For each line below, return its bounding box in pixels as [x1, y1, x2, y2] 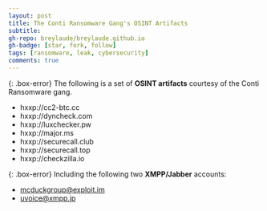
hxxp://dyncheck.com [19, 111, 93, 120]
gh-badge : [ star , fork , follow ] [8, 42, 116, 50]
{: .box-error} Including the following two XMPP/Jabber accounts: [8, 169, 227, 179]
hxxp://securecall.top [19, 145, 91, 155]
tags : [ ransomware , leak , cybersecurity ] [8, 49, 149, 57]
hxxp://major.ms [19, 128, 75, 137]
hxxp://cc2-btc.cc [19, 102, 80, 112]
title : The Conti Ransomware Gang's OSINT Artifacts [8, 19, 188, 27]
